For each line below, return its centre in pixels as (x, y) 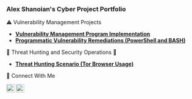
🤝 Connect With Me (31, 76)
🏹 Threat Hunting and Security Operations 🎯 (62, 52)
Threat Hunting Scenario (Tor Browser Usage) (74, 64)
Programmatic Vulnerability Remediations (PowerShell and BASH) (100, 41)
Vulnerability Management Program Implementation (83, 34)
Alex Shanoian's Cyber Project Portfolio (66, 9)
